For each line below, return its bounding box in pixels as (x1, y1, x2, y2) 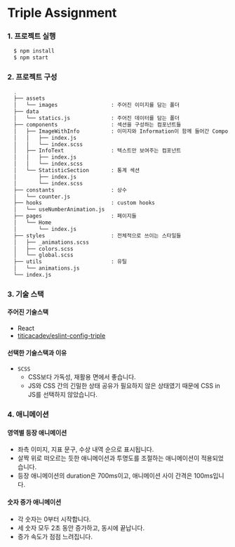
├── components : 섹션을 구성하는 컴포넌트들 (13, 121, 182, 128)
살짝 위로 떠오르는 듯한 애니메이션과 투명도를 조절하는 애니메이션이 (17, 454, 200, 463)
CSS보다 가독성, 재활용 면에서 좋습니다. (27, 373, 136, 381)
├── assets (13, 95, 46, 103)
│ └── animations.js (13, 265, 80, 272)
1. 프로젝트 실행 (7, 32, 56, 41)
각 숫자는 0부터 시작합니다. (17, 515, 91, 523)
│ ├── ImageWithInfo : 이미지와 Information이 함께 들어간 (13, 128, 210, 135)
